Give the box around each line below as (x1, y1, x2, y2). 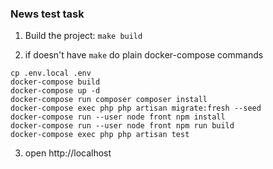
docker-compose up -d (10, 86, 101, 96)
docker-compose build (10, 77, 101, 87)
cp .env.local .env (10, 68, 92, 79)
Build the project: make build (24, 30, 143, 42)
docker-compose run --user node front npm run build (10, 121, 235, 131)
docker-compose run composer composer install (10, 95, 208, 105)
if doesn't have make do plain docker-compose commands (24, 49, 264, 61)
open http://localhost (24, 147, 112, 159)
